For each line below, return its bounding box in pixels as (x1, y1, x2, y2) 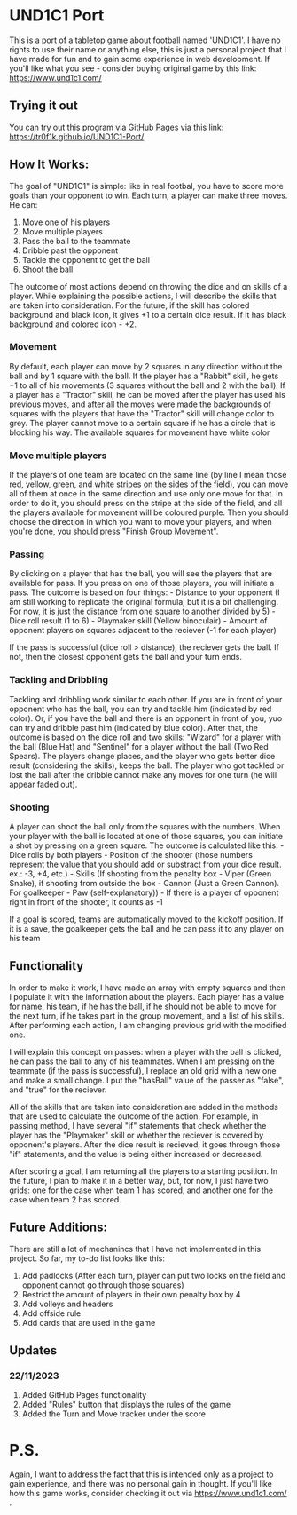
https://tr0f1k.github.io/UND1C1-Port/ (9, 131, 145, 142)
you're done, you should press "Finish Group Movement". (9, 526, 219, 537)
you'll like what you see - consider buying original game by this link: (9, 63, 257, 74)
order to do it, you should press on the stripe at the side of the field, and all (9, 498, 283, 509)
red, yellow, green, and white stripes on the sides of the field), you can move (9, 479, 289, 489)
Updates (9, 1343, 58, 1359)
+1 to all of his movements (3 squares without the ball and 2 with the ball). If (9, 379, 285, 391)
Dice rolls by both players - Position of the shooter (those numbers (9, 850, 253, 861)
